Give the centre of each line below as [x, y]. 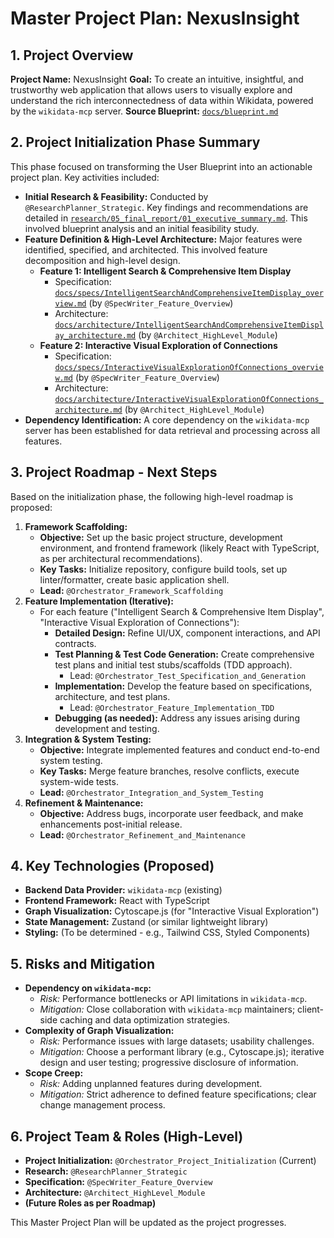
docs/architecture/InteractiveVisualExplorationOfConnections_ [189, 399]
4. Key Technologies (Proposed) [112, 866]
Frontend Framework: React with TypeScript [117, 901]
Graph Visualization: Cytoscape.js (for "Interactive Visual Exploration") [172, 911]
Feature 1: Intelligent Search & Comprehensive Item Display [165, 271]
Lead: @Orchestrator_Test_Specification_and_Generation [188, 675]
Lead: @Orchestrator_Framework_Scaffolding [131, 590]
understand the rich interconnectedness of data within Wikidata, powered [162, 100]
